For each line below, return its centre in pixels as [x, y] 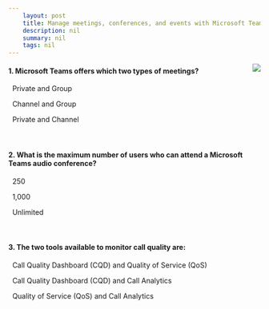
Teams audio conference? [53, 163]
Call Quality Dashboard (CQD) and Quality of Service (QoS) [110, 265]
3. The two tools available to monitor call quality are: [97, 248]
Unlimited [28, 212]
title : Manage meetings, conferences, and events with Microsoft [134, 23]
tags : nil [39, 46]
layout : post [44, 16]
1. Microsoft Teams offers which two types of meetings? [104, 71]
